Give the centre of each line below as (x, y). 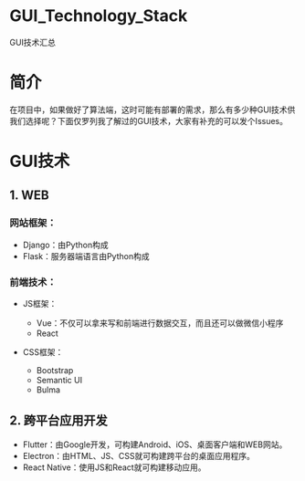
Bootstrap (55, 371)
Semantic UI (59, 381)
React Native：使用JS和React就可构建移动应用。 (114, 467)
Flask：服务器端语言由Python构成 (86, 256)
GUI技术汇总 (33, 42)
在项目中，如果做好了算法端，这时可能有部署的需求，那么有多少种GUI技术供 (152, 110)
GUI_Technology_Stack (99, 16)
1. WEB (29, 196)
